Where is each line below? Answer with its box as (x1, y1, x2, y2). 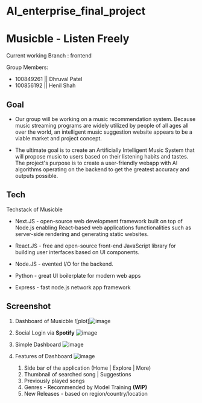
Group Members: (6, 64, 49, 71)
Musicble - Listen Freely (6, 32, 130, 46)
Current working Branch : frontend (6, 52, 92, 59)
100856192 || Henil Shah (14, 82, 76, 89)
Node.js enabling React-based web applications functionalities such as (14, 224, 192, 231)
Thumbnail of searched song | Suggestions (24, 370, 131, 378)
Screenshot (6, 301, 51, 312)
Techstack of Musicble (6, 206, 63, 213)
